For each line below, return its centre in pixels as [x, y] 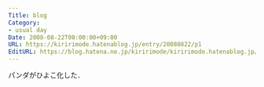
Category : [24, 23]
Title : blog [27, 15]
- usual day [27, 30]
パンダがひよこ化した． [46, 75]
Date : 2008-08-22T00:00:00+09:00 [63, 37]
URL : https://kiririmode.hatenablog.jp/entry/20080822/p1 [105, 45]
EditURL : [22, 52]
